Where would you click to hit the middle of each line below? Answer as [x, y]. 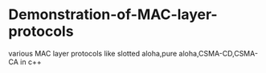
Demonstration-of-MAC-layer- [113, 15]
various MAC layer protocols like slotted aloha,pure [93, 53]
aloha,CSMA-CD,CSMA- [219, 53]
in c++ [31, 62]
